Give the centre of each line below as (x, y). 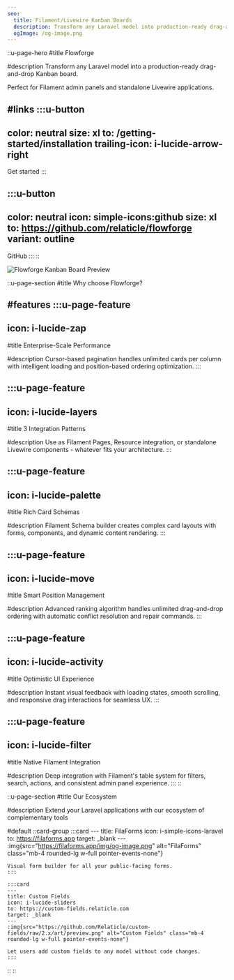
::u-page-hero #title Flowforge (50, 53)
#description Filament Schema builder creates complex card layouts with (112, 526)
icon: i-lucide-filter (49, 745)
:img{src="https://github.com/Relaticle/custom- (79, 927)
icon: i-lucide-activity (55, 662)
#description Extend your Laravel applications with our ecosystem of (106, 810)
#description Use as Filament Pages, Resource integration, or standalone (112, 442)
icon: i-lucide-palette (54, 495)
